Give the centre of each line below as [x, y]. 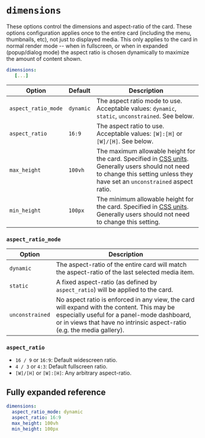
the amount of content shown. [44, 58]
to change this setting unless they [145, 174]
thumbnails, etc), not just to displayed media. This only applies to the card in [102, 39]
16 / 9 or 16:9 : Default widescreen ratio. [66, 360]
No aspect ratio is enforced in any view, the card [125, 299]
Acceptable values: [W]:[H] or [140, 133]
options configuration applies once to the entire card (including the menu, [99, 33]
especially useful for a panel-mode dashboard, [123, 314]
